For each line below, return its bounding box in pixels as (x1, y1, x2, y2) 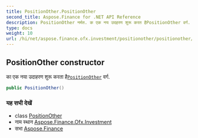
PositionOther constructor (6, 58, 105, 68)
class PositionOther (14, 112, 62, 119)
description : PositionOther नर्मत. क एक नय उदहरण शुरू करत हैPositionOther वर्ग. (6, 19, 190, 25)
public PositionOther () (6, 85, 65, 91)
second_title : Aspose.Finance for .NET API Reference (6, 14, 141, 20)
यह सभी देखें (6, 99, 32, 107)
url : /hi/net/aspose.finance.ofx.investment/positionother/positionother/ (6, 36, 194, 42)
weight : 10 (6, 31, 33, 36)
